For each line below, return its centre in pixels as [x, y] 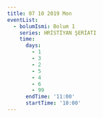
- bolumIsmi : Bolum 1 [44, 26]
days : [33, 45]
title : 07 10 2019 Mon [39, 13]
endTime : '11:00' [50, 97]
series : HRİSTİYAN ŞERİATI [58, 33]
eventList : [23, 20]
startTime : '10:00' [53, 103]
